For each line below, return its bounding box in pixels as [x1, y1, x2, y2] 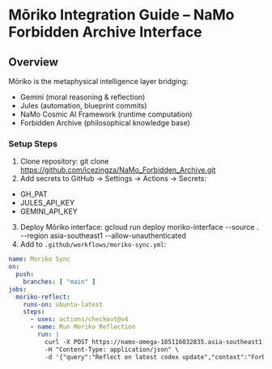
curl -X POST [44, 337, 89, 346]
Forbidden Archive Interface [8, 23, 202, 41]
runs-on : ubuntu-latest [23, 300, 104, 308]
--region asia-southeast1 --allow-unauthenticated [19, 231, 186, 240]
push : [15, 270, 35, 278]
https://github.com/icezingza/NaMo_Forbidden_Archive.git [19, 165, 216, 175]
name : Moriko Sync [8, 255, 70, 264]
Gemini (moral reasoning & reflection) [19, 92, 146, 102]
